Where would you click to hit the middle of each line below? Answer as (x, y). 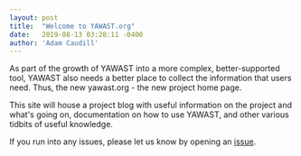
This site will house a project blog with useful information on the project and (150, 106)
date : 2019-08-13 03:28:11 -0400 (76, 34)
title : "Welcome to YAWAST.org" (72, 26)
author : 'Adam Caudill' (54, 43)
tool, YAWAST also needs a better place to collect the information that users (150, 78)
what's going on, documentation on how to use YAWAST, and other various (149, 115)
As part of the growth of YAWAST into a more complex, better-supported (145, 69)
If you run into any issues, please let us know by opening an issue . (133, 142)
